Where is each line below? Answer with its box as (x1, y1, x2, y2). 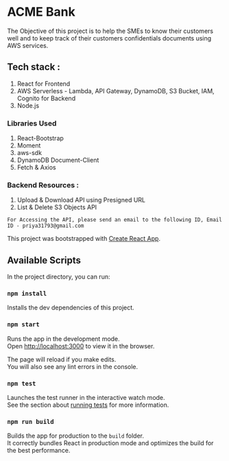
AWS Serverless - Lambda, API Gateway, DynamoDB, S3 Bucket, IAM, (16, 86, 215, 95)
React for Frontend (16, 80, 71, 88)
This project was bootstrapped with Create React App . (7, 235, 161, 243)
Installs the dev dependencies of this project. (7, 303, 135, 312)
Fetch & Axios (16, 163, 56, 172)
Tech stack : (7, 61, 60, 73)
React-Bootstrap (16, 134, 64, 143)
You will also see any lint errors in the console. (7, 362, 138, 370)
